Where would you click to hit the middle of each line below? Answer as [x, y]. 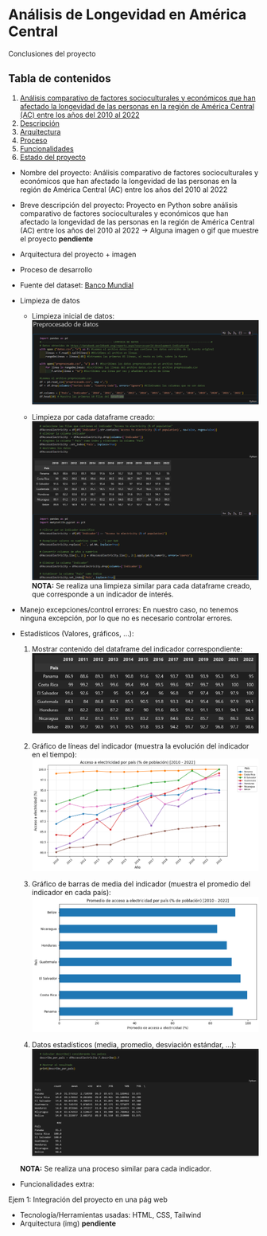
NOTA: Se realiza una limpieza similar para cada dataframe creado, [141, 585]
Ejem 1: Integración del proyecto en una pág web [88, 1199]
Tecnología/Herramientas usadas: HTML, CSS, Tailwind [110, 1214]
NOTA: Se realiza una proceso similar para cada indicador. [116, 1168]
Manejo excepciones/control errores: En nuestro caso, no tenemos [129, 609]
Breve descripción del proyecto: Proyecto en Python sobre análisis [129, 205]
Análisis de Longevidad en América [128, 15]
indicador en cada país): [71, 893]
